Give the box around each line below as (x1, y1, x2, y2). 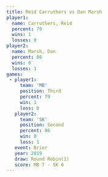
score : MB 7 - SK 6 (14, 162, 64, 168)
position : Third (20, 88, 62, 94)
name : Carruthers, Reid (12, 20, 72, 26)
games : (6, 71, 23, 77)
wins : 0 (12, 60, 32, 66)
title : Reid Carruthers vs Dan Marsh (6, 9, 103, 15)
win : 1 (20, 99, 37, 105)
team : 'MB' (20, 83, 48, 89)
